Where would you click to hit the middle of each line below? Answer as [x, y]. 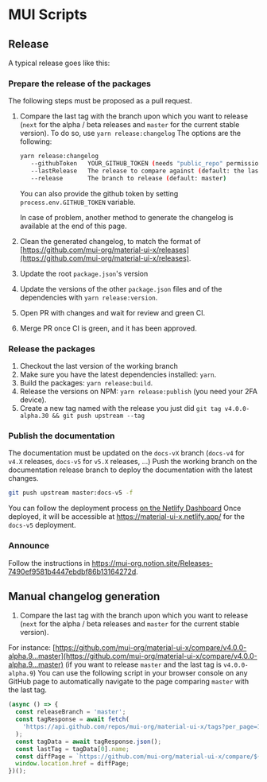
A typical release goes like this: [59, 63]
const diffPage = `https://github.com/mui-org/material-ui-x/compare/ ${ [138, 757]
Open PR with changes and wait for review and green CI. [112, 312]
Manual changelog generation [84, 596]
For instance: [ [32, 648]
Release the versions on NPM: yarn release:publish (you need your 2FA [139, 392]
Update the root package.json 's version [84, 273]
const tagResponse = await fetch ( [72, 720]
